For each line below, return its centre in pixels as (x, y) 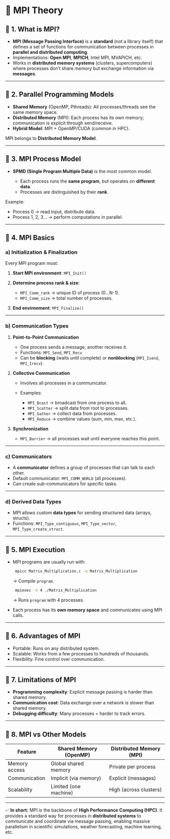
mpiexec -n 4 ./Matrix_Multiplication (56, 590)
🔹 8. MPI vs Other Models (46, 734)
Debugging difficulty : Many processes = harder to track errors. (79, 713)
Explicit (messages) (133, 778)
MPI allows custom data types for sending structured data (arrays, (82, 513)
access (16, 770)
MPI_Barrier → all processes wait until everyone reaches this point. (90, 438)
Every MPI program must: (32, 263)
